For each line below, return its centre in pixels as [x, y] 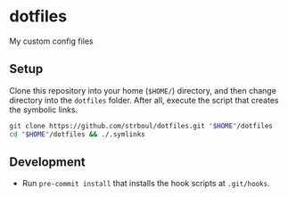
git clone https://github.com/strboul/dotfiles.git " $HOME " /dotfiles [141, 126]
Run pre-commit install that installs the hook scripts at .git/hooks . [146, 184]
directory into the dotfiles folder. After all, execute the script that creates [144, 100]
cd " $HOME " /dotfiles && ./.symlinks [77, 134]
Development [48, 162]
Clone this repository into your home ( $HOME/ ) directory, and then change [143, 90]
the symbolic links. [44, 110]
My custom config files [51, 41]
